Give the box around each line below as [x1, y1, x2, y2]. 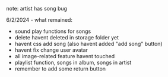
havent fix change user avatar [14, 46, 88, 53]
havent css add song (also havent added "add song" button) [14, 41, 163, 47]
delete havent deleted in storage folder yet [14, 34, 119, 41]
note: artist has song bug [6, 5, 67, 12]
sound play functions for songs [14, 28, 91, 35]
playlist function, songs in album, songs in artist [14, 59, 132, 66]
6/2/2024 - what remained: [6, 16, 73, 23]
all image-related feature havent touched [14, 53, 115, 59]
